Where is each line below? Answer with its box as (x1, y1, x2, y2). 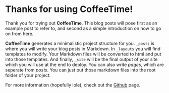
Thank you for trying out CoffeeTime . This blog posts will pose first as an (5, 20, 158, 26)
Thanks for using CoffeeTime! (5, 3, 133, 15)
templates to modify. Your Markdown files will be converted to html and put (5, 51, 161, 57)
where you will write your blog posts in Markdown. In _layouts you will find (5, 45, 160, 51)
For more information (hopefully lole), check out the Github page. (5, 81, 141, 88)
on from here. (5, 30, 34, 36)
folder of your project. (5, 72, 51, 78)
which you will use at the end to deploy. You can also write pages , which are (5, 61, 164, 67)
